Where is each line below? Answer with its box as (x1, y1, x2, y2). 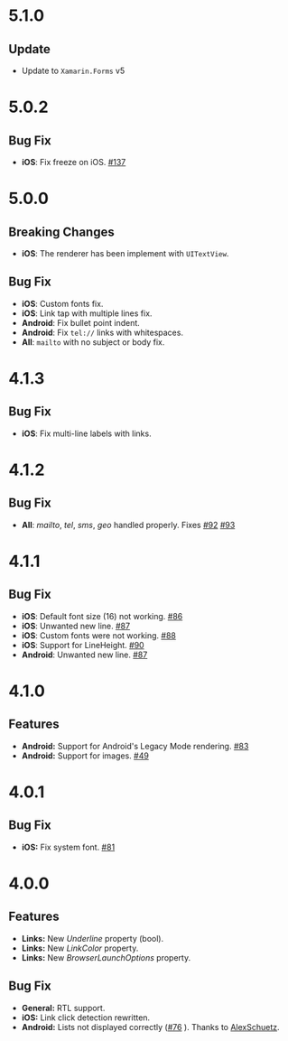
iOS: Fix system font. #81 (21, 841, 116, 852)
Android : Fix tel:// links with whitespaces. (21, 327, 184, 338)
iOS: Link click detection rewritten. (21, 1012, 151, 1023)
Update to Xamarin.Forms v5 (21, 65, 125, 76)
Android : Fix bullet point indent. (21, 317, 141, 328)
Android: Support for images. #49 (21, 750, 150, 761)
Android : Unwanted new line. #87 (21, 649, 148, 660)
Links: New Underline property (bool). (21, 933, 164, 943)
